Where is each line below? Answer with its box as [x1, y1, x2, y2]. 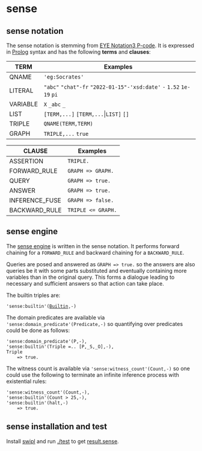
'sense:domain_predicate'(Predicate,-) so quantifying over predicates [6, 320, 183, 327]
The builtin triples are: [6, 292, 61, 299]
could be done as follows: [6, 327, 70, 334]
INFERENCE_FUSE [9, 196, 61, 204]
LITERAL [9, 86, 34, 95]
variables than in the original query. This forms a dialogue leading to [6, 273, 175, 281]
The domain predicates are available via [6, 313, 105, 321]
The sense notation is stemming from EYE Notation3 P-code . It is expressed [6, 42, 194, 49]
